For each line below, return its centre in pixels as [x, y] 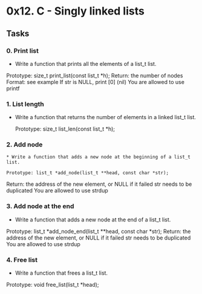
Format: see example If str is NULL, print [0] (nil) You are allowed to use [95, 82]
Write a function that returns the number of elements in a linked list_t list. [106, 117]
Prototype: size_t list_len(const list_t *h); [65, 129]
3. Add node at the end [40, 206]
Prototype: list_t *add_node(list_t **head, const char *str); [88, 173]
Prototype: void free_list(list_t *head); [53, 285]
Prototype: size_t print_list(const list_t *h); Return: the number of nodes [95, 75]
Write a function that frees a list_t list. [61, 273]
